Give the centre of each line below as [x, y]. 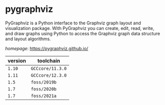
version [17, 61]
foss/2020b [44, 89]
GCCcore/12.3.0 [49, 75]
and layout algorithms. [28, 39]
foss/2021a [44, 96]
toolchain [49, 61]
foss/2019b [44, 82]
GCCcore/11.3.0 [49, 68]
